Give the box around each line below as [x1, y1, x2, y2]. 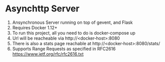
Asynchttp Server [5, 3, 80, 14]
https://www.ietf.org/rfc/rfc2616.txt [12, 51, 84, 57]
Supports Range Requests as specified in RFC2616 [12, 46, 116, 52]
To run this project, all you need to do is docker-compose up [12, 30, 136, 36]
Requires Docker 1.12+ [12, 24, 58, 30]
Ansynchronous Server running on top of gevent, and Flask [12, 19, 133, 25]
